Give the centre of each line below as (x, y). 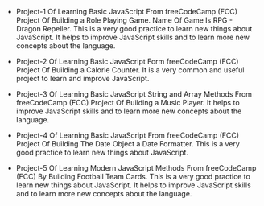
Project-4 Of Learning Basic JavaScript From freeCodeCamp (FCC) (128, 135)
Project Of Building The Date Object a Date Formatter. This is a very (128, 144)
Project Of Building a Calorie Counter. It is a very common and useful (130, 70)
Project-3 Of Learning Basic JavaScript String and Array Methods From (134, 94)
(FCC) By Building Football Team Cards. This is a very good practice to (133, 177)
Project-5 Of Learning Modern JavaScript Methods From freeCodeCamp (136, 168)
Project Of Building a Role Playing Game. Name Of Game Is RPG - (124, 20)
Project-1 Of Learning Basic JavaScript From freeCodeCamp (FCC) (127, 12)
